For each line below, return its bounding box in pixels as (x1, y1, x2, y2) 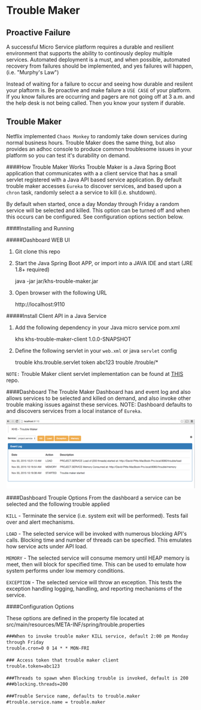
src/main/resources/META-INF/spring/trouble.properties (6, 621, 145, 628)
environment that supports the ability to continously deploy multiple (6, 50, 173, 57)
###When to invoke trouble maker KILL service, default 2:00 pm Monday (6, 633, 188, 639)
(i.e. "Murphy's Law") (6, 69, 59, 75)
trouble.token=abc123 (6, 663, 60, 669)
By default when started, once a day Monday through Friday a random (6, 200, 179, 207)
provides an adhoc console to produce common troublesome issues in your (6, 145, 193, 153)
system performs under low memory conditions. (6, 567, 125, 574)
